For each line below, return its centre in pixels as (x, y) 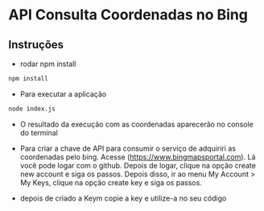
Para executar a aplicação (63, 93)
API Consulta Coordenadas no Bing (128, 15)
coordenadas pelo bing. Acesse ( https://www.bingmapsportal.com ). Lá (138, 157)
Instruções (36, 45)
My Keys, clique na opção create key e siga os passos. (111, 182)
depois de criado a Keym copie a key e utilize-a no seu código (123, 198)
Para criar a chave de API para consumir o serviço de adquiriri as (128, 148)
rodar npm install (48, 64)
